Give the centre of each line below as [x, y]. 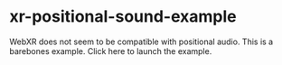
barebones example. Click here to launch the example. [111, 51]
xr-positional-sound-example [123, 17]
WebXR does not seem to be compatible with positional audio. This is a [141, 42]
